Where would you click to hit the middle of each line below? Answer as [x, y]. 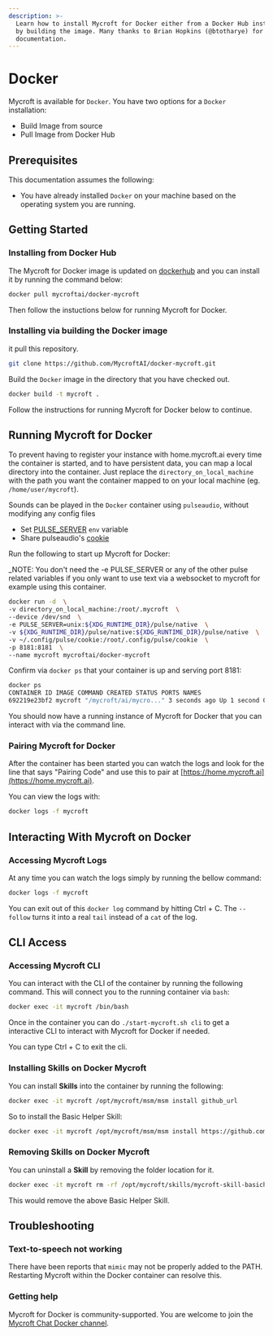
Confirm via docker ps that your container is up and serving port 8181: [125, 670]
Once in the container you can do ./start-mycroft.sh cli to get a [119, 1023]
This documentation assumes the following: [81, 180]
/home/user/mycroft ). [43, 489]
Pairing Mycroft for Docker [62, 746]
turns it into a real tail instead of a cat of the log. [115, 917]
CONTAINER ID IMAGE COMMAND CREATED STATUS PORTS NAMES [105, 693]
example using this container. [58, 587]
